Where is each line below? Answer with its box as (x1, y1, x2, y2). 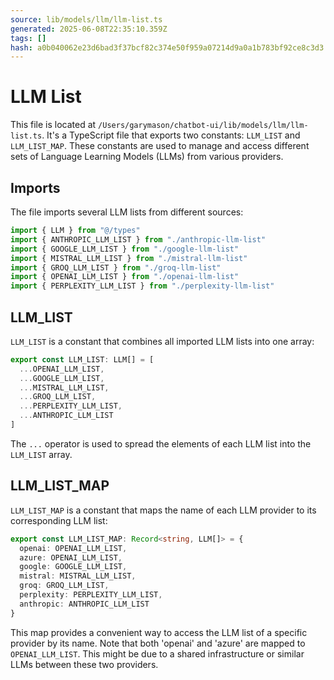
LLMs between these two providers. (10, 658, 159, 670)
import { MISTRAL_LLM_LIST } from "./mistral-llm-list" (10, 253, 248, 263)
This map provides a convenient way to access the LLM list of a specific (10, 626, 308, 638)
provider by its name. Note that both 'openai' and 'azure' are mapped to (10, 637, 306, 649)
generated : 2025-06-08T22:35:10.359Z (10, 24, 168, 34)
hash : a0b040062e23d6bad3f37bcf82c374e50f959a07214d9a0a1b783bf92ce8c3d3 (10, 42, 325, 53)
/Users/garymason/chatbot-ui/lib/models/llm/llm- (98, 121, 309, 131)
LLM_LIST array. (10, 448, 73, 460)
